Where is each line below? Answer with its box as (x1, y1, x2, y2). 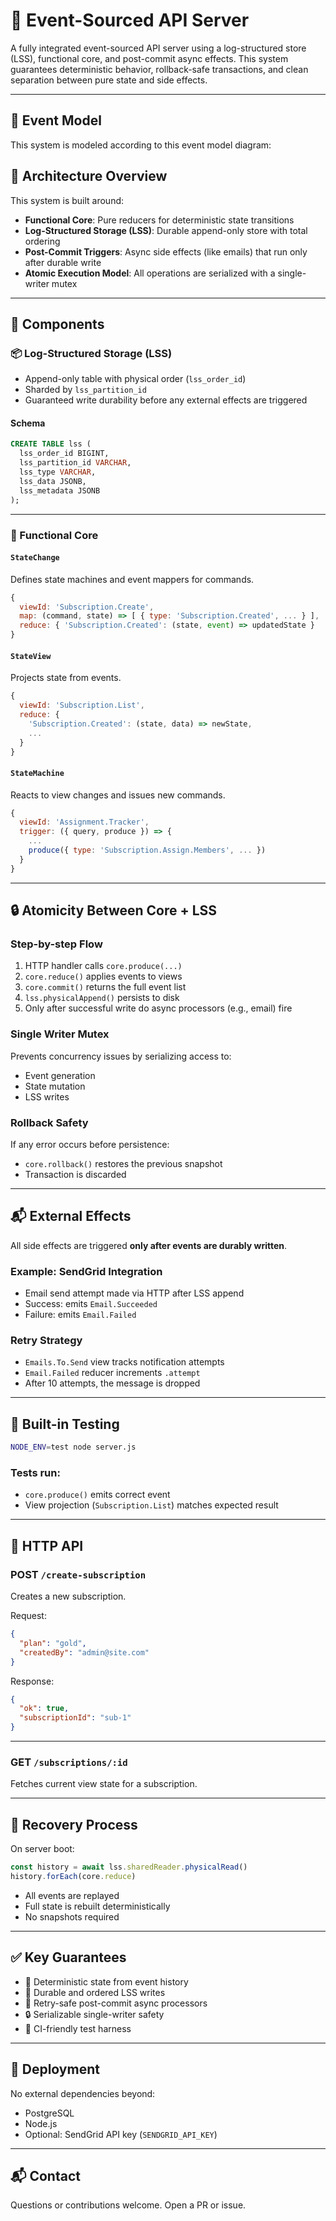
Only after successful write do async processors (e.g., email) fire (24, 1002, 293, 1014)
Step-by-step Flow (10, 937, 103, 951)
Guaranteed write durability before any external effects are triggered (24, 394, 308, 406)
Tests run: (10, 1466, 61, 1480)
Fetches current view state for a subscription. (10, 1778, 198, 1790)
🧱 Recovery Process (10, 1816, 138, 1833)
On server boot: (10, 1843, 75, 1855)
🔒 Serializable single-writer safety (24, 2008, 165, 2020)
